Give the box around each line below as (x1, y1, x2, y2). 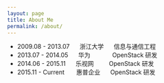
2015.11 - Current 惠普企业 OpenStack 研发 (16, 68, 156, 76)
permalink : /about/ (7, 23, 63, 29)
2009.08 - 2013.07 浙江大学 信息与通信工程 (16, 43, 156, 51)
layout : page (7, 10, 45, 17)
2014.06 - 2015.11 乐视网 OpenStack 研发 (16, 60, 154, 68)
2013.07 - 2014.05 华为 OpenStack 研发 (16, 51, 158, 59)
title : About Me (7, 16, 54, 23)
